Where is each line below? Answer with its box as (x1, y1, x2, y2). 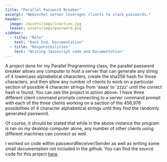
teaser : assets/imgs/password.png (9, 26, 81, 31)
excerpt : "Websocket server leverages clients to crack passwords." (5, 12, 151, 17)
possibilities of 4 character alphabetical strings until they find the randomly (5, 105, 159, 111)
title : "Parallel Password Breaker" (5, 7, 81, 12)
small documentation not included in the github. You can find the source (5, 146, 154, 152)
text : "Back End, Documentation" (14, 40, 84, 45)
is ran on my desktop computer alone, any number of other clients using (5, 125, 154, 131)
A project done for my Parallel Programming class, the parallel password (5, 63, 154, 69)
